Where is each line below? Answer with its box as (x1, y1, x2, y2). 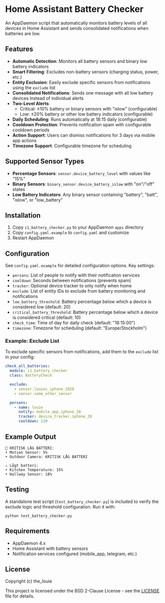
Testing (5, 485, 29, 494)
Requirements (5, 527, 50, 535)
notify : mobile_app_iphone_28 (18, 409, 81, 414)
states (12, 186, 25, 192)
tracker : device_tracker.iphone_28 (18, 414, 92, 419)
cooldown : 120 (18, 419, 48, 424)
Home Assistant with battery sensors (12, 545, 88, 551)
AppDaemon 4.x (12, 540, 46, 546)
